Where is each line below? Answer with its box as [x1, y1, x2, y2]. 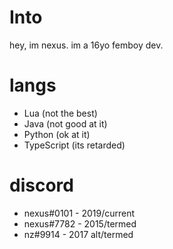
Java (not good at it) [23, 117, 108, 130]
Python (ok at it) [23, 128, 91, 140]
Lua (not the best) [23, 107, 98, 119]
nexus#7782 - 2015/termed [23, 217, 137, 230]
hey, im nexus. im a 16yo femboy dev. [9, 39, 164, 51]
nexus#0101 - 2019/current [23, 207, 136, 219]
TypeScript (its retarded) [23, 139, 126, 151]
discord [9, 174, 74, 197]
